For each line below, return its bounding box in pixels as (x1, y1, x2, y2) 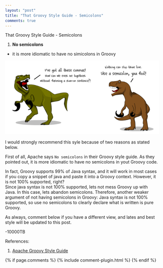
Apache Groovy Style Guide (12, 248, 68, 254)
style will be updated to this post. (5, 220, 72, 226)
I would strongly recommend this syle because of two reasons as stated (5, 139, 150, 145)
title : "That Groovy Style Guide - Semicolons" (5, 13, 104, 18)
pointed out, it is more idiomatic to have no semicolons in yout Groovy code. (5, 159, 158, 165)
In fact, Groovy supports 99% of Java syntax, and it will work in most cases (5, 168, 157, 174)
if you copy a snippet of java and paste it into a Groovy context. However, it (5, 174, 156, 180)
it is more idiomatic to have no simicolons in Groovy (12, 51, 116, 57)
